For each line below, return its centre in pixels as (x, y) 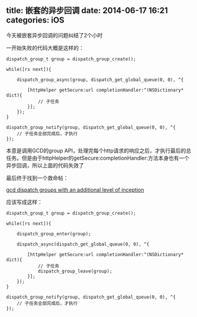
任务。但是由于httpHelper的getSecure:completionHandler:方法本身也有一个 (98, 158)
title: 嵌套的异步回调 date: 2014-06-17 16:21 (87, 11)
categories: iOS (35, 20)
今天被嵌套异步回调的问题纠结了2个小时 (54, 35)
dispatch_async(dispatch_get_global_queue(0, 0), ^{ (83, 244)
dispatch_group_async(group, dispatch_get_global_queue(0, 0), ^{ (100, 80)
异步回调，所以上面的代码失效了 (45, 165)
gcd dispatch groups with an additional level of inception (75, 190)
